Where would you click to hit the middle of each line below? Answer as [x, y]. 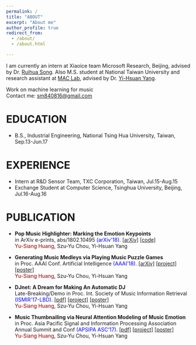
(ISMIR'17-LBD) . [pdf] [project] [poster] [62, 299]
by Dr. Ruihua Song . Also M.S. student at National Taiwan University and [93, 72]
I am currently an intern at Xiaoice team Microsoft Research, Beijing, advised [98, 65]
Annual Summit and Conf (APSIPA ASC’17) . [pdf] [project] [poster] [94, 329]
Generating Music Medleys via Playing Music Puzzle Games [89, 257]
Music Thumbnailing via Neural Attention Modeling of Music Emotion [100, 317]
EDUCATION [37, 119]
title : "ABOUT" [25, 17]
